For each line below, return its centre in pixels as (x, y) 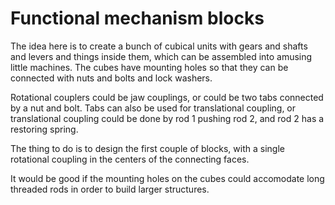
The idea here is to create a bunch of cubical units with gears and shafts (159, 46)
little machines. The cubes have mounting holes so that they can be (149, 67)
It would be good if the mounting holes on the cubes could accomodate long (167, 178)
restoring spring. (44, 129)
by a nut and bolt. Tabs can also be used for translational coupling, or (153, 108)
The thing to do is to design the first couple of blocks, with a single (147, 148)
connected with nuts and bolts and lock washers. (111, 78)
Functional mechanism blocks (137, 18)
